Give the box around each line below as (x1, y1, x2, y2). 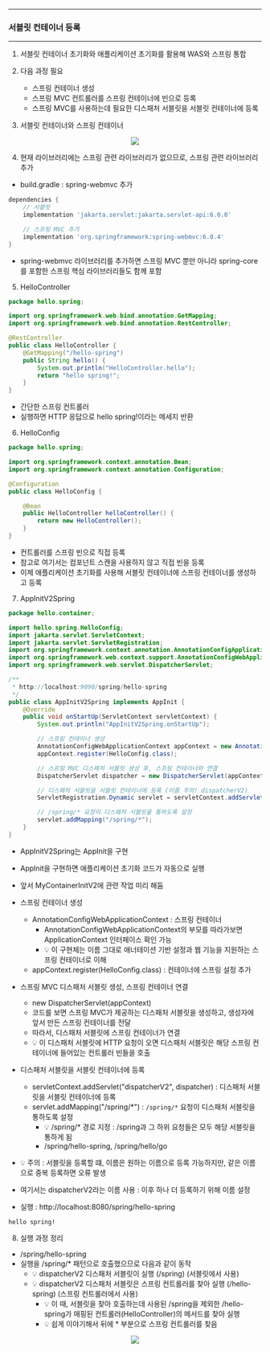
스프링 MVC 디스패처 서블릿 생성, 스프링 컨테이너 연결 (19, 981, 189, 991)
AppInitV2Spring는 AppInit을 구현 (19, 846, 129, 856)
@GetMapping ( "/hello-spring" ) (22, 349, 125, 357)
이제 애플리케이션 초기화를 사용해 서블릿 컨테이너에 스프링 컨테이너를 (19, 567, 235, 577)
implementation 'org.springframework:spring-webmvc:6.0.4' (22, 232, 225, 241)
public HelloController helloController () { (22, 510, 174, 518)
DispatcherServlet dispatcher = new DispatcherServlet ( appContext (37, 772, 264, 780)
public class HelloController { (8, 342, 117, 350)
